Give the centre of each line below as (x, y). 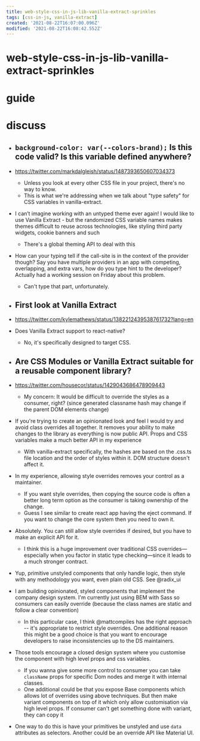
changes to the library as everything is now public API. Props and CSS (101, 434)
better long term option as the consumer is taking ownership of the (106, 501)
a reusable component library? (73, 370)
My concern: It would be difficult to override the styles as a (96, 397)
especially (36, 555)
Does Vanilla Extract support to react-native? (70, 331)
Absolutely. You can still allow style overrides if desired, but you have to (103, 531)
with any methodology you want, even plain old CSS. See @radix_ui (98, 580)
